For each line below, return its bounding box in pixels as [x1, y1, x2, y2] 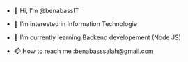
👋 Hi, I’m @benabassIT [13, 7, 79, 14]
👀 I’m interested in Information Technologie [13, 20, 138, 28]
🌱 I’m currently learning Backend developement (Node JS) [13, 33, 181, 41]
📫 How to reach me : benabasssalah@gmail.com [13, 47, 155, 55]
